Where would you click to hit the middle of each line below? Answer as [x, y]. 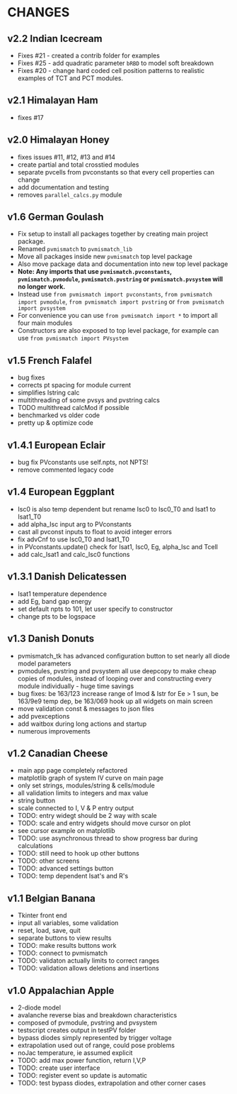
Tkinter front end [42, 915]
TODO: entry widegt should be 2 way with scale [87, 816]
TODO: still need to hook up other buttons [78, 853]
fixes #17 [30, 117]
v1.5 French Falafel [50, 360]
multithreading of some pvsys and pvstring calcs [89, 400]
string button [36, 801]
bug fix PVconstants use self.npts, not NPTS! [83, 463]
